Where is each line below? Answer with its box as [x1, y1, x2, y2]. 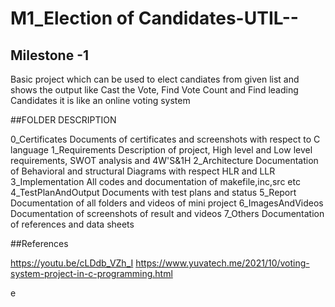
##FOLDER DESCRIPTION [10, 114, 117, 126]
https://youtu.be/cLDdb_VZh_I [10, 257, 134, 269]
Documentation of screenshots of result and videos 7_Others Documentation [10, 208, 325, 219]
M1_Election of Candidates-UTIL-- [10, 7, 299, 30]
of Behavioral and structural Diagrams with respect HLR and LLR [10, 165, 276, 177]
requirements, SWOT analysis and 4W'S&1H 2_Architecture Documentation [10, 155, 319, 166]
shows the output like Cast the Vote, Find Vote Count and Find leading [10, 84, 299, 96]
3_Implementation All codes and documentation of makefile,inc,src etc [10, 176, 301, 187]
